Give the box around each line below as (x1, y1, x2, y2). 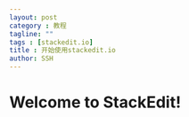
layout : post (9, 12, 58, 22)
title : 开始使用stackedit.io (9, 46, 116, 55)
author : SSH (9, 54, 53, 63)
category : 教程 (9, 21, 67, 30)
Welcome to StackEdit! (9, 92, 181, 113)
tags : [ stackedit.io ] (9, 37, 94, 47)
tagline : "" (9, 29, 53, 38)
